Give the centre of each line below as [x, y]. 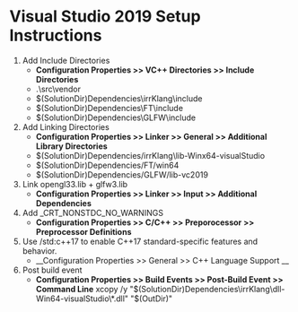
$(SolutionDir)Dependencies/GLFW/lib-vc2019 [122, 174]
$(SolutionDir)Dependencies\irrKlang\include [119, 98]
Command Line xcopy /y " [84, 289]
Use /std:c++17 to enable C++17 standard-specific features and [140, 241]
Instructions [56, 35]
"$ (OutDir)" [151, 299]
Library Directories [71, 146]
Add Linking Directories [66, 126]
